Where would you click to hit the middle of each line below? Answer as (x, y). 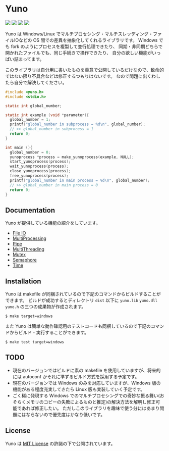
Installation (23, 281)
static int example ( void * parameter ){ (47, 115)
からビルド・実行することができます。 (49, 333)
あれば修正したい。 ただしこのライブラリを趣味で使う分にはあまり (91, 408)
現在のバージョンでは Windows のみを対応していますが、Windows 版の (87, 383)
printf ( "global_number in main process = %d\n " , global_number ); (80, 180)
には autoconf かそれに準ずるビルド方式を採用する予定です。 (76, 376)
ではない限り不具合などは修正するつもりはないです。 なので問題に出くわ (81, 76)
